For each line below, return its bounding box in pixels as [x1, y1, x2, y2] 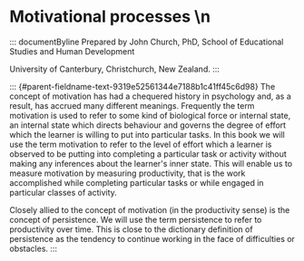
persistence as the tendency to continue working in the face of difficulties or [9, 233, 295, 244]
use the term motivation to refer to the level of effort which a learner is [9, 139, 272, 150]
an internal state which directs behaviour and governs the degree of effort [9, 120, 287, 130]
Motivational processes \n [9, 6, 211, 27]
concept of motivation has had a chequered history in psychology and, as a [9, 91, 292, 101]
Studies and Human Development [9, 45, 135, 56]
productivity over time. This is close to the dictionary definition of [9, 224, 253, 235]
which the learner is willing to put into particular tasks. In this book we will [9, 129, 286, 140]
